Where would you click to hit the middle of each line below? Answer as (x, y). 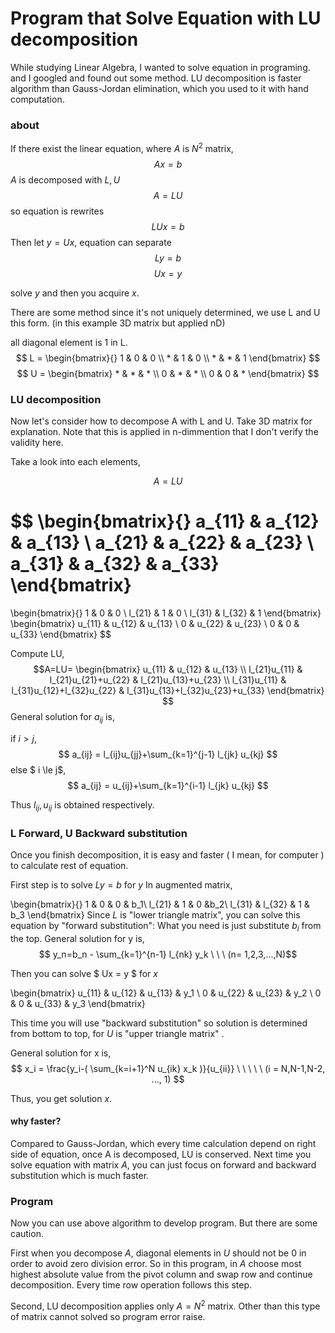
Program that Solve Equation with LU (166, 18)
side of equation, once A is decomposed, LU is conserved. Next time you (161, 1154)
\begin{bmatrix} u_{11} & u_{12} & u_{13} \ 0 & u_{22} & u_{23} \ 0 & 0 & (155, 624)
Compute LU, (37, 654)
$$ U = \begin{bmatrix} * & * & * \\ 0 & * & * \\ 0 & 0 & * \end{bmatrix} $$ (168, 373)
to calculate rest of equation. (69, 866)
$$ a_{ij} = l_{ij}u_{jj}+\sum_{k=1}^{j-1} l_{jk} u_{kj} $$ (168, 754)
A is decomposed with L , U (65, 179)
